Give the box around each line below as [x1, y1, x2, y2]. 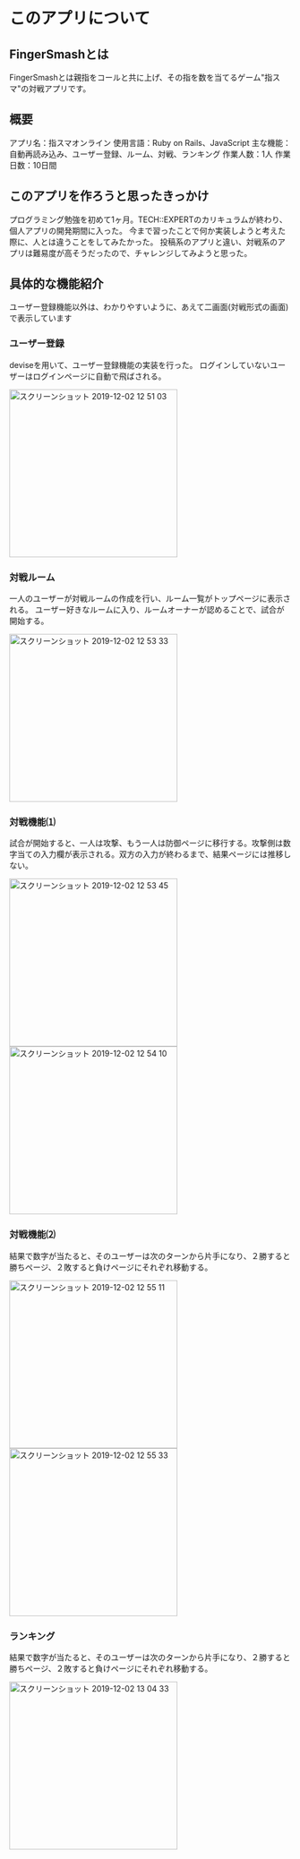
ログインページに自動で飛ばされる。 [32, 371, 167, 381]
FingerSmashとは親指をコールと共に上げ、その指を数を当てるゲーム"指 [9, 73, 273, 82]
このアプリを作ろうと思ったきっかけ [9, 189, 210, 204]
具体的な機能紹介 [9, 277, 104, 292]
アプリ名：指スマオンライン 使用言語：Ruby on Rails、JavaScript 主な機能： [9, 137, 291, 148]
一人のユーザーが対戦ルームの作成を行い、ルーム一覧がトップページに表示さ [9, 593, 291, 604]
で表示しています [9, 313, 73, 323]
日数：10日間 [9, 159, 57, 170]
